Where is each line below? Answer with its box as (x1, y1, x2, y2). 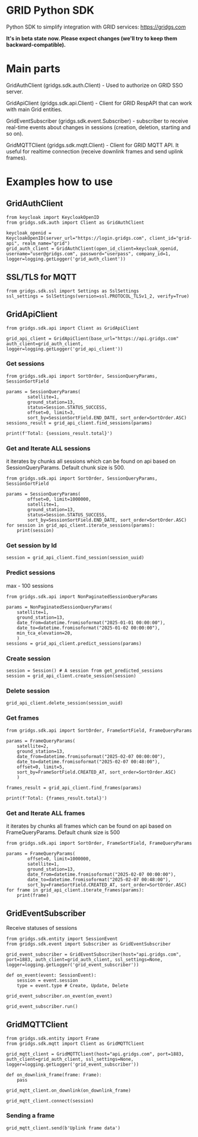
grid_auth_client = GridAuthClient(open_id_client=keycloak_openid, (6, 245, 179, 252)
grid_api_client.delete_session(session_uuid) (6, 700, 123, 706)
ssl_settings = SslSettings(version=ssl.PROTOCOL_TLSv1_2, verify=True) (6, 293, 190, 299)
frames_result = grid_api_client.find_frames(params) (6, 785, 142, 791)
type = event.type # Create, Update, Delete (17, 982, 129, 988)
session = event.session (17, 977, 78, 983)
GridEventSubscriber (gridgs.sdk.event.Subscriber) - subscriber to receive (6, 117, 189, 124)
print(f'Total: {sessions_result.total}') (6, 430, 113, 436)
